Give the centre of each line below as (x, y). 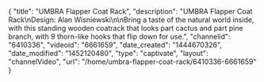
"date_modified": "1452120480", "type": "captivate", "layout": (108, 53)
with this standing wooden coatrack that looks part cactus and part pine (126, 28)
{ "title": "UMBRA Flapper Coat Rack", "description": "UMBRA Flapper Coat (130, 11)
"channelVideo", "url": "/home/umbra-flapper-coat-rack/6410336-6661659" (132, 61)
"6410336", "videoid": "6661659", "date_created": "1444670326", (115, 45)
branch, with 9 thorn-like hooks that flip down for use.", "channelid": (119, 36)
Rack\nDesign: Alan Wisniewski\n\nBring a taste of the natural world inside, (131, 20)
